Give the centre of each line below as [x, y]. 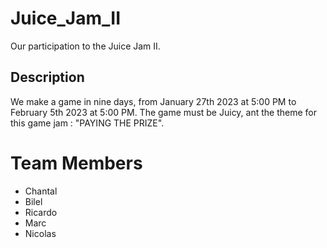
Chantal [41, 191]
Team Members [76, 163]
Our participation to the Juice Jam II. [85, 46]
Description [47, 77]
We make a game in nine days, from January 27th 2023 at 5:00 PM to [153, 101]
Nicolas [40, 233]
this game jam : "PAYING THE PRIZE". [87, 123]
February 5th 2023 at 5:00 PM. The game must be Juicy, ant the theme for [164, 112]
